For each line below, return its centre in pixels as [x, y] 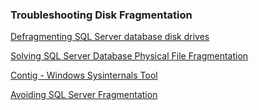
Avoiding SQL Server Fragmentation [84, 95]
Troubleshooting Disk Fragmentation [101, 15]
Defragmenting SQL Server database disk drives [110, 37]
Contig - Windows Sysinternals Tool [84, 75]
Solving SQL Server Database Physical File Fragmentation [129, 56]
